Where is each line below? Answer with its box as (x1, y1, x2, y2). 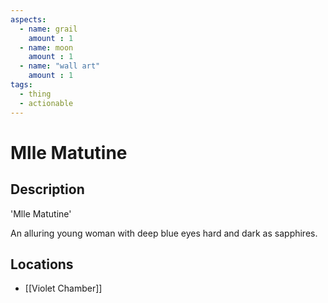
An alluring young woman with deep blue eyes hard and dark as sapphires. (10, 227, 318, 239)
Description (10, 181, 85, 198)
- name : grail (19, 24, 78, 34)
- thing (19, 89, 52, 99)
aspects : (10, 14, 47, 25)
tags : (10, 80, 33, 90)
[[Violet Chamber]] (24, 282, 103, 295)
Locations (10, 256, 74, 273)
